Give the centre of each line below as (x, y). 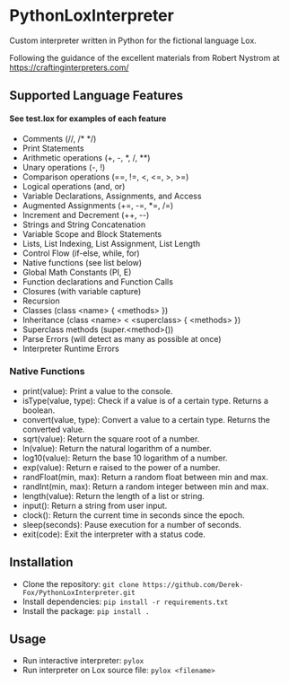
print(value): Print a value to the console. (97, 390)
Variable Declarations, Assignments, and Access (112, 196)
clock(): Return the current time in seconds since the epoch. (133, 515)
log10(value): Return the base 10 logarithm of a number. (125, 458)
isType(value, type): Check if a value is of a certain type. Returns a (145, 400)
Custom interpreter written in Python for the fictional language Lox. (133, 40)
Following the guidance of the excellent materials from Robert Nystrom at (144, 57)
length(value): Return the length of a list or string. (113, 495)
